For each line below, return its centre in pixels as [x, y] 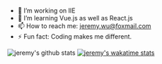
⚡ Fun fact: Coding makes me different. [75, 36]
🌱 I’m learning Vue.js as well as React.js [75, 18]
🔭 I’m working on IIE [46, 11]
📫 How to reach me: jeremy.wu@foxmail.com [84, 26]
